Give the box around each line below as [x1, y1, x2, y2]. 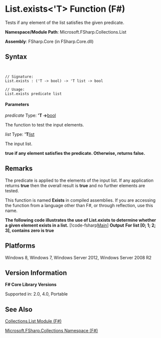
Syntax [5, 53, 27, 61]
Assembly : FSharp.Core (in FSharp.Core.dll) [5, 38, 94, 44]
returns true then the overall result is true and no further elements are [5, 182, 145, 189]
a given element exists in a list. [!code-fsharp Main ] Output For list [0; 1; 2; [5, 222, 156, 228]
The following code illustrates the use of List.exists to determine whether [5, 217, 157, 223]
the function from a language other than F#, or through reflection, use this [5, 202, 153, 208]
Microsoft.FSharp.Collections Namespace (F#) [5, 328, 98, 334]
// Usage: [5, 87, 25, 92]
